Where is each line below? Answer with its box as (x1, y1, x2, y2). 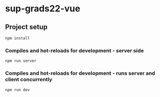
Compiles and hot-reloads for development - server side (5, 47, 144, 54)
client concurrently (5, 76, 53, 83)
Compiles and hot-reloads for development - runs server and (5, 70, 156, 77)
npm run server (5, 58, 37, 63)
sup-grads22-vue (5, 3, 80, 14)
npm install (5, 36, 30, 41)
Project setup (5, 23, 48, 31)
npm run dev (5, 87, 30, 92)
